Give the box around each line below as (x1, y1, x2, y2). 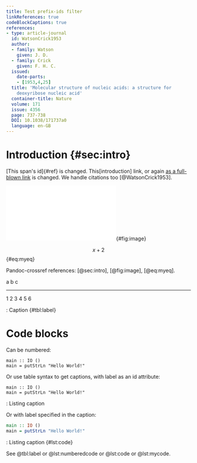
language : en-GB (11, 123, 51, 129)
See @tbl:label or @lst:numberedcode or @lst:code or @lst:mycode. (6, 450, 171, 457)
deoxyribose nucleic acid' (16, 90, 83, 96)
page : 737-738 (11, 112, 46, 118)
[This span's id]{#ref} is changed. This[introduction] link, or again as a (6, 168, 176, 175)
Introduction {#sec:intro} (6, 148, 131, 162)
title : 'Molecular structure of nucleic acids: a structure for (11, 85, 172, 91)
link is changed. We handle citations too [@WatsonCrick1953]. (22, 173, 172, 181)
